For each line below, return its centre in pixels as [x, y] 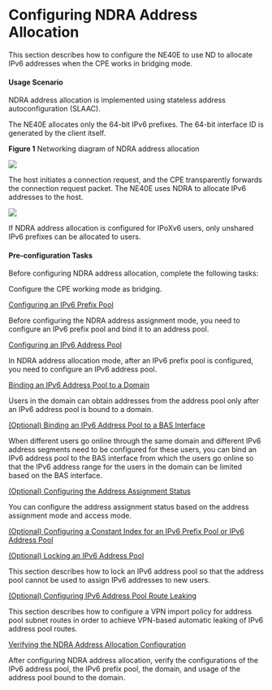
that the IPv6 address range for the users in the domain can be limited [125, 467]
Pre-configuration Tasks [51, 255]
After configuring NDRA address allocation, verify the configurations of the [133, 661]
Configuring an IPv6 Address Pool [65, 345]
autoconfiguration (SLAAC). [55, 109]
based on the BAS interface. [56, 475]
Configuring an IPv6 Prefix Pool [61, 305]
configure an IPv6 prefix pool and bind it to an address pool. [109, 329]
